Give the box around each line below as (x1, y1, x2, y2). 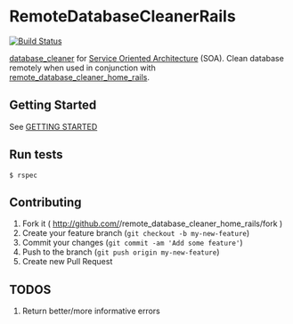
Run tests (9, 147, 63, 162)
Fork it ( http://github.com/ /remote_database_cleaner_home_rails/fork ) (21, 218, 283, 229)
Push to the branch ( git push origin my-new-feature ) (21, 247, 220, 257)
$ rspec (9, 171, 38, 180)
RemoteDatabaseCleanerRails (9, 6, 236, 27)
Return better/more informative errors (21, 305, 160, 317)
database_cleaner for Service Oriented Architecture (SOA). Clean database (9, 53, 285, 63)
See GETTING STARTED (9, 121, 98, 132)
